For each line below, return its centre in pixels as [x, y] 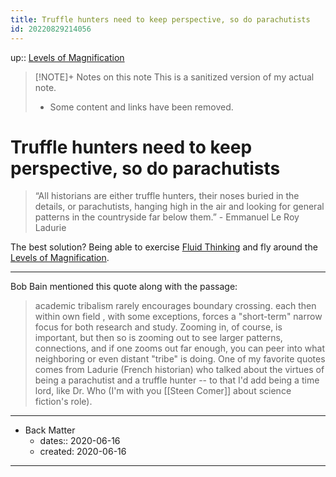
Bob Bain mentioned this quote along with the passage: [124, 287]
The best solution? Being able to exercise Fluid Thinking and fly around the [164, 247]
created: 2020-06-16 [83, 452]
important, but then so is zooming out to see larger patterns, [158, 338]
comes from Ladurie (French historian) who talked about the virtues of [179, 370]
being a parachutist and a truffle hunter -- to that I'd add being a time [177, 380]
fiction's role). [63, 402]
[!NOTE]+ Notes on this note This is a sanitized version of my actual [174, 77]
